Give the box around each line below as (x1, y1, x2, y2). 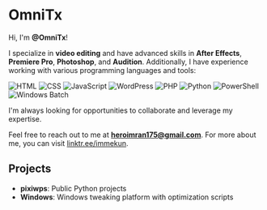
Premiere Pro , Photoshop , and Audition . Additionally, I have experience (8, 57, 248, 66)
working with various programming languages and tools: (8, 65, 197, 75)
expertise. (8, 114, 42, 123)
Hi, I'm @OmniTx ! (8, 32, 69, 42)
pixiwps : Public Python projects (19, 183, 127, 193)
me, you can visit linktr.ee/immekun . (8, 138, 129, 148)
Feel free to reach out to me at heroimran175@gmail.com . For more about (8, 130, 256, 139)
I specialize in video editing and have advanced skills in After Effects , (8, 48, 243, 58)
